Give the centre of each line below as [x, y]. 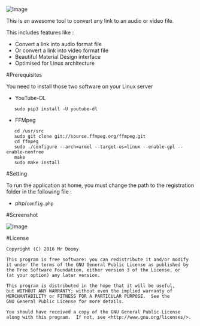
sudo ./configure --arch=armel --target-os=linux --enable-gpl [95, 147]
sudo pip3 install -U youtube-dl [56, 109]
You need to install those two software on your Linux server [80, 86]
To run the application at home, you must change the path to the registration [100, 185]
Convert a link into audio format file [58, 44]
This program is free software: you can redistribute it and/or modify [97, 259]
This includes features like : [40, 32]
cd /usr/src [29, 131]
